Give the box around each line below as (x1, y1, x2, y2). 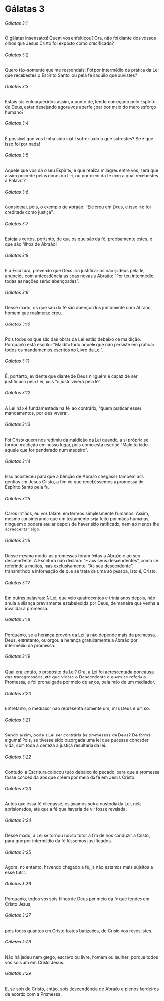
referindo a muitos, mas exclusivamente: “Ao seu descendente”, (5, 563, 134, 569)
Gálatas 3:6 (5, 189, 29, 195)
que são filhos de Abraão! (5, 241, 57, 247)
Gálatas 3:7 (5, 221, 28, 227)
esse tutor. (5, 869, 27, 876)
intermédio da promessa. (5, 642, 55, 648)
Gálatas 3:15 (5, 495, 31, 501)
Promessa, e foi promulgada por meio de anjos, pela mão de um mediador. (5, 679, 156, 685)
